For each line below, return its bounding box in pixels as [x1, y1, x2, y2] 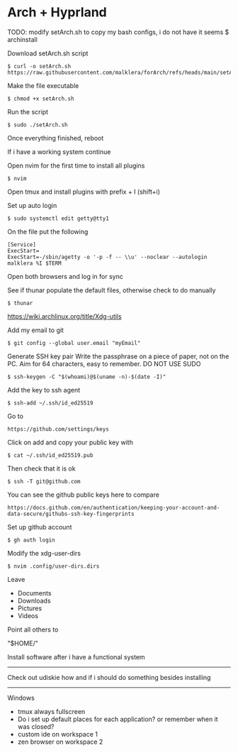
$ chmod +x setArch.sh [7, 95, 74, 102]
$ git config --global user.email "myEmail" [7, 339, 141, 346]
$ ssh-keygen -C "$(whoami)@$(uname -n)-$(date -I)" [7, 373, 166, 380]
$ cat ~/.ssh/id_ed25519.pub [7, 451, 93, 458]
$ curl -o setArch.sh [7, 62, 72, 70]
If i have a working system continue [7, 147, 111, 156]
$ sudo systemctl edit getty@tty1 [7, 214, 110, 222]
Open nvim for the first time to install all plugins [7, 161, 145, 170]
